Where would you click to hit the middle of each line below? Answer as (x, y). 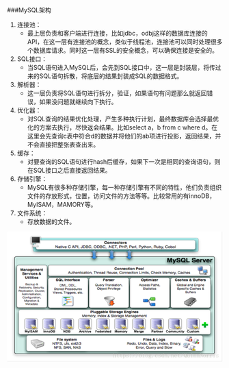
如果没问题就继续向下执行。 (78, 102)
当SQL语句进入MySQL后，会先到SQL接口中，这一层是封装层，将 (118, 68)
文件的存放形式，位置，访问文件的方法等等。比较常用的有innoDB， (121, 196)
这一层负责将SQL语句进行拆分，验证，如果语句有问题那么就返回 (117, 93)
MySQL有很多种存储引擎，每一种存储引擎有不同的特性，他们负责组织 (124, 187)
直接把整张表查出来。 (69, 145)
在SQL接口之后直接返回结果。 (69, 170)
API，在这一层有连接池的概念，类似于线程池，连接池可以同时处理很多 (125, 42)
